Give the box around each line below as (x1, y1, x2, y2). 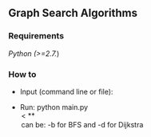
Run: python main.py (19, 102, 89, 111)
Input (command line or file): (19, 87, 113, 96)
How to (8, 68, 37, 79)
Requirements (8, 30, 65, 42)
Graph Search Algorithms (8, 6, 138, 20)
